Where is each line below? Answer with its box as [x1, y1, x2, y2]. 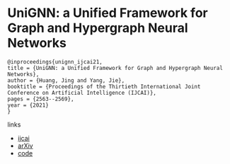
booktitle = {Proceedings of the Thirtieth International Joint [7, 83, 201, 90]
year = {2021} [7, 101, 50, 109]
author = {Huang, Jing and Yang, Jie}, [7, 76, 125, 84]
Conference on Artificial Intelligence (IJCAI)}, [7, 89, 157, 96]
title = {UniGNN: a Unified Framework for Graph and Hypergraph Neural [7, 64, 223, 71]
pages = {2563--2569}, [7, 95, 74, 102]
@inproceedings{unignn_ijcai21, [7, 58, 103, 65]
